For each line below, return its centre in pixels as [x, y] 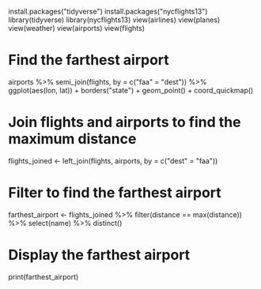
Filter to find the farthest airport [115, 193]
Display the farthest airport [99, 255]
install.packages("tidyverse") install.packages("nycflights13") [108, 11]
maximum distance [72, 139]
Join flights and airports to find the [125, 122]
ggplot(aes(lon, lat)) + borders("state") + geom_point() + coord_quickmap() [131, 90]
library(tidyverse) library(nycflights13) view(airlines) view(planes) [114, 20]
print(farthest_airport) [43, 276]
